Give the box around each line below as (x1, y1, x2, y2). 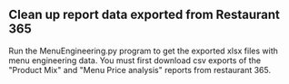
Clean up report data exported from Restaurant (8, 7, 281, 23)
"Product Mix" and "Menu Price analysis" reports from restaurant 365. (8, 64, 272, 75)
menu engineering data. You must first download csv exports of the (8, 54, 261, 66)
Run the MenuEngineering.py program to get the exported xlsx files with (8, 45, 279, 56)
